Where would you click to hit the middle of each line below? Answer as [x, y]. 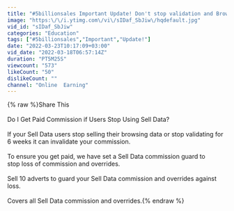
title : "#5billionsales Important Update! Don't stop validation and [110, 14]
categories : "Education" [43, 33]
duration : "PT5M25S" [37, 59]
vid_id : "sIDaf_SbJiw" [40, 26]
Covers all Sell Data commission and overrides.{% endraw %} [96, 201]
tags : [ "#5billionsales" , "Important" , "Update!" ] [79, 40]
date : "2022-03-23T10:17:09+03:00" [59, 46]
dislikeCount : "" [32, 78]
